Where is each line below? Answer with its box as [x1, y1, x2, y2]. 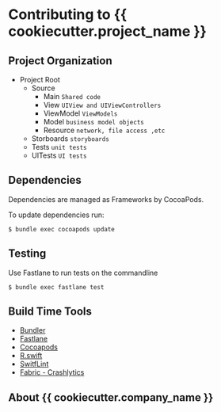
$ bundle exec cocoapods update [8, 225, 115, 233]
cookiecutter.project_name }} [8, 22, 208, 40]
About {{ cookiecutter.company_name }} [8, 391, 214, 404]
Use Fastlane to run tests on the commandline [8, 268, 158, 277]
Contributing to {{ [8, 6, 128, 24]
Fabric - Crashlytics [19, 368, 85, 377]
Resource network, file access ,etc [43, 125, 166, 135]
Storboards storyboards [31, 134, 109, 143]
